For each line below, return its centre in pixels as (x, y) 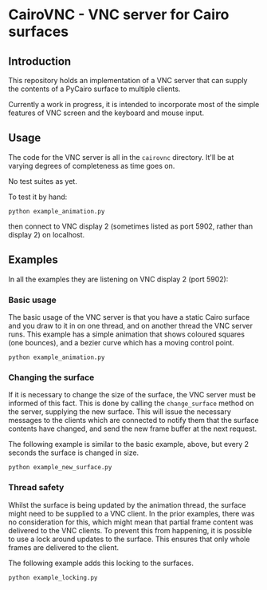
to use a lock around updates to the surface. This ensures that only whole (129, 539)
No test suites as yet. (43, 181)
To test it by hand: (38, 197)
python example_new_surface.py (60, 468)
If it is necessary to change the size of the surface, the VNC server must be (132, 395)
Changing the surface (51, 377)
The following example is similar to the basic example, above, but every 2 (129, 444)
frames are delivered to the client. (64, 547)
